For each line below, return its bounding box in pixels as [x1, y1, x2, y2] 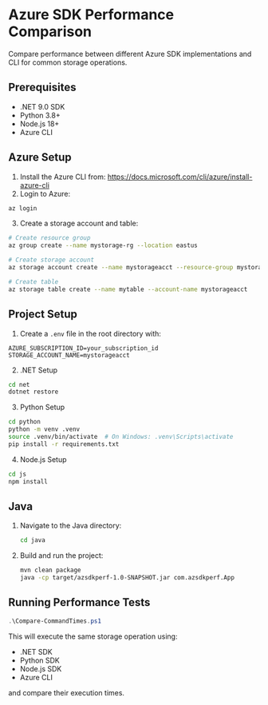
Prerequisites [8, 81, 77, 94]
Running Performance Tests [8, 595, 151, 609]
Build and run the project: [19, 551, 104, 560]
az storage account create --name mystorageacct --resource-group [8, 264, 234, 272]
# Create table [8, 277, 59, 285]
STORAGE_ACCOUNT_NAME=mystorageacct [8, 351, 130, 359]
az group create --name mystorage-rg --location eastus [8, 241, 198, 249]
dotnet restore [8, 388, 59, 396]
